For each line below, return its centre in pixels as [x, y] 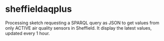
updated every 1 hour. [27, 33]
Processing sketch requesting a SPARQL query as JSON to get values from [82, 23]
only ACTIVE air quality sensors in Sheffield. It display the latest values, [78, 28]
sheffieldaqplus [38, 9]
